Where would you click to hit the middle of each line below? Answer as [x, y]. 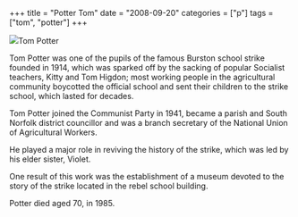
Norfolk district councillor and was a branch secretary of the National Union [149, 123]
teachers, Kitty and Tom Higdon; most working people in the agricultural [142, 77]
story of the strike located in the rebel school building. [109, 186]
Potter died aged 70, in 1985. [62, 203]
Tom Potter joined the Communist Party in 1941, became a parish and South [149, 113]
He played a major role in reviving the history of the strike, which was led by [149, 150]
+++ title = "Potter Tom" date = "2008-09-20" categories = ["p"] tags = [141, 13]
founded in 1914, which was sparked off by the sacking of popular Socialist [147, 67]
